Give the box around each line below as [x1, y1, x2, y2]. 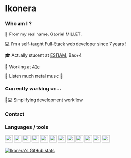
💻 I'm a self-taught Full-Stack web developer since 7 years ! [5, 41, 127, 47]
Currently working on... [5, 86, 62, 92]
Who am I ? [5, 20, 32, 27]
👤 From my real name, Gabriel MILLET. [5, 31, 82, 37]
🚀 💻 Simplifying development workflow [5, 97, 83, 103]
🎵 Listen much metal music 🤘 [5, 73, 63, 79]
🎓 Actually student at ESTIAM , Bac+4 [5, 53, 82, 58]
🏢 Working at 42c [5, 64, 40, 70]
